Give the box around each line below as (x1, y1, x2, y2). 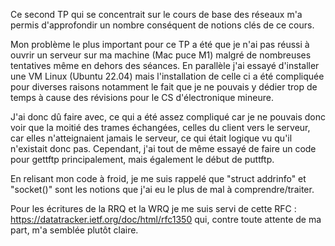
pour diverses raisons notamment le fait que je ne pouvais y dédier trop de (10, 81, 318, 93)
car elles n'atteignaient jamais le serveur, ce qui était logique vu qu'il (10, 132, 293, 144)
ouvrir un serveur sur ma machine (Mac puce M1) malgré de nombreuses (10, 49, 312, 61)
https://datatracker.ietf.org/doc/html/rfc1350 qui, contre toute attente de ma (10, 214, 322, 225)
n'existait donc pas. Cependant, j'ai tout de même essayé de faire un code (10, 143, 317, 154)
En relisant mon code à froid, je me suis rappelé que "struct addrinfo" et (10, 173, 307, 184)
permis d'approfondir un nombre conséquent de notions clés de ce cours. (10, 19, 315, 31)
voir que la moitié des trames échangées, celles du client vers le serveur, (10, 122, 311, 133)
